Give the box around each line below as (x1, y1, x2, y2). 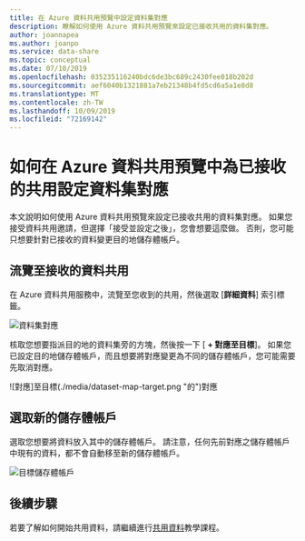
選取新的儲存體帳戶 (9, 410, 117, 426)
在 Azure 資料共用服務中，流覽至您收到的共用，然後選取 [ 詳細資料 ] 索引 (9, 288, 277, 300)
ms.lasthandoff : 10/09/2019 (9, 106, 116, 115)
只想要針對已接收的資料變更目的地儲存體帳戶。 (9, 234, 184, 245)
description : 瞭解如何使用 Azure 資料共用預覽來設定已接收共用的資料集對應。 (9, 22, 274, 31)
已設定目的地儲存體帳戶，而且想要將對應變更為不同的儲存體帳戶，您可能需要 (9, 350, 296, 361)
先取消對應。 (9, 361, 57, 373)
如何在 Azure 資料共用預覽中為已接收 (9, 156, 287, 177)
